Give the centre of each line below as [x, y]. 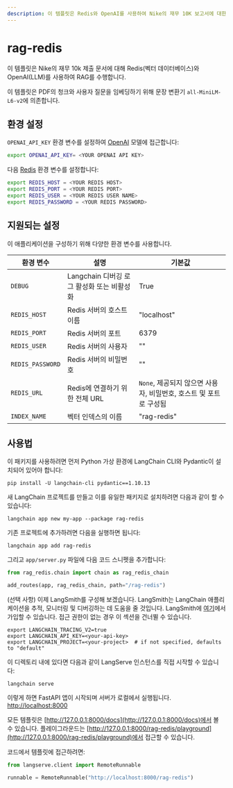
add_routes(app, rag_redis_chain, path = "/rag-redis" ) [87, 585]
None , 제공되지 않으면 [171, 383]
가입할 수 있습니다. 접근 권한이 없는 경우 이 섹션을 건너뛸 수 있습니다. [100, 617]
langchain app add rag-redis [49, 546]
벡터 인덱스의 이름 [95, 416]
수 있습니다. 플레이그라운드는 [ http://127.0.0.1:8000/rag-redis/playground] [110, 729]
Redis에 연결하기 [93, 388]
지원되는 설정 [34, 225]
